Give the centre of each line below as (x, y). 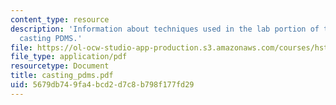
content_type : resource (60, 19)
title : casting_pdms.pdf (62, 76)
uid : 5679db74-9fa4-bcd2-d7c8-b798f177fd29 (102, 85)
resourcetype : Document (60, 66)
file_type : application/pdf (69, 57)
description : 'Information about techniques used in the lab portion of (165, 29)
